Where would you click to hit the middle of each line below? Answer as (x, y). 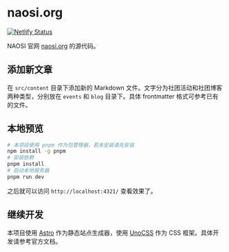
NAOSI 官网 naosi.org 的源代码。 (53, 45)
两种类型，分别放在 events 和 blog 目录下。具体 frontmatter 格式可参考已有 (113, 96)
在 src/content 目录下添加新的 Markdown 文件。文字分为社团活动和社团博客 (115, 87)
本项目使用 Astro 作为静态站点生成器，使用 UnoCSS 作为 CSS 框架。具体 (110, 233)
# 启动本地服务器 (28, 171)
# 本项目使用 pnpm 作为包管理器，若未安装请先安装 (71, 145)
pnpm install (26, 164)
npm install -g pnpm (37, 151)
